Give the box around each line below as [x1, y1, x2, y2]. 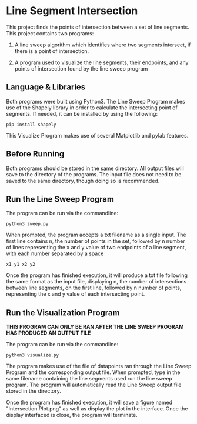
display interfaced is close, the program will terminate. [6, 412, 138, 419]
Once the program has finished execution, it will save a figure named [6, 399, 172, 406]
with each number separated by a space [6, 250, 104, 257]
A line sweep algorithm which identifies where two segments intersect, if [14, 41, 191, 48]
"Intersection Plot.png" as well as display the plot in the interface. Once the [6, 405, 188, 412]
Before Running [6, 149, 65, 159]
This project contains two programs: [6, 29, 94, 36]
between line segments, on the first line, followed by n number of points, [6, 284, 182, 292]
